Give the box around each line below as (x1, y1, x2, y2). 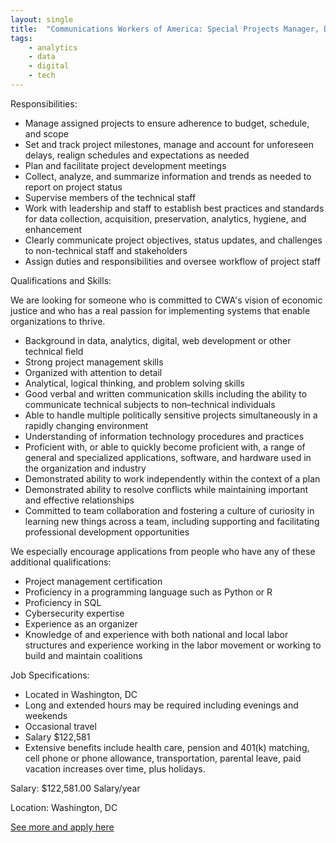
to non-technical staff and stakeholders (24, 244, 188, 256)
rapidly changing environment (24, 419, 149, 431)
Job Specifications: (10, 669, 90, 681)
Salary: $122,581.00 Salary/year (10, 782, 141, 794)
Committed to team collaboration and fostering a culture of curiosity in (24, 504, 315, 516)
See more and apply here (10, 821, 115, 833)
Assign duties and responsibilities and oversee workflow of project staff (24, 255, 321, 267)
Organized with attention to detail (24, 366, 163, 378)
